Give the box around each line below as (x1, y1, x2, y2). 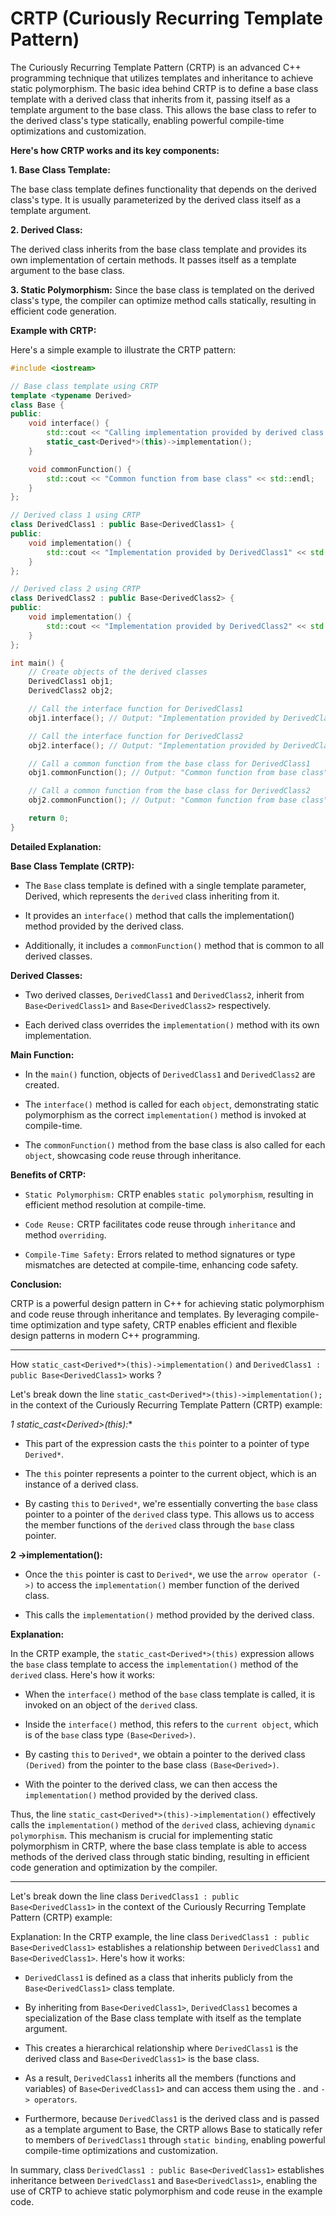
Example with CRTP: (10, 324, 97, 336)
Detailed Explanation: (10, 840, 102, 852)
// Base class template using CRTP (10, 381, 159, 391)
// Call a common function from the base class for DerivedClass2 (28, 786, 311, 796)
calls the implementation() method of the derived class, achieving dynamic (10, 1818, 316, 1831)
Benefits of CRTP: (10, 1168, 87, 1181)
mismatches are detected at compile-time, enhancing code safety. (24, 1258, 299, 1271)
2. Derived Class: (10, 223, 83, 236)
